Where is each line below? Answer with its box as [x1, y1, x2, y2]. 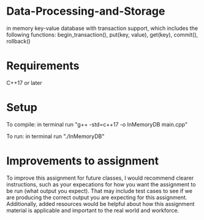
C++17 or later [6, 79, 43, 86]
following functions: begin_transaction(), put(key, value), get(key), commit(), [6, 31, 198, 38]
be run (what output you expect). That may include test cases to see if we [6, 187, 193, 194]
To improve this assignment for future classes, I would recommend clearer [6, 174, 194, 182]
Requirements [6, 59, 80, 73]
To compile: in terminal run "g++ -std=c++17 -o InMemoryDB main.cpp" [6, 120, 188, 128]
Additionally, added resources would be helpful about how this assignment [6, 200, 195, 207]
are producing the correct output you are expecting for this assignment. [6, 194, 187, 201]
